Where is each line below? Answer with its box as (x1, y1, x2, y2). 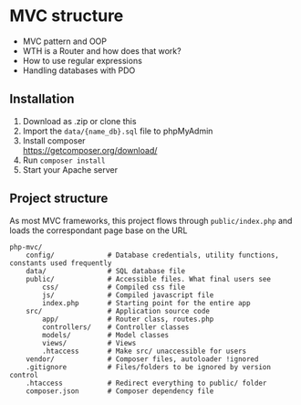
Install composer (22, 134, 86, 146)
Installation (9, 91, 75, 107)
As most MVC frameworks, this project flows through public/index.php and (9, 215, 293, 226)
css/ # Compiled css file (42, 282, 185, 292)
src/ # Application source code (26, 306, 210, 315)
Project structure (9, 191, 109, 207)
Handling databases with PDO (22, 65, 136, 76)
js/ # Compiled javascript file (42, 290, 214, 300)
